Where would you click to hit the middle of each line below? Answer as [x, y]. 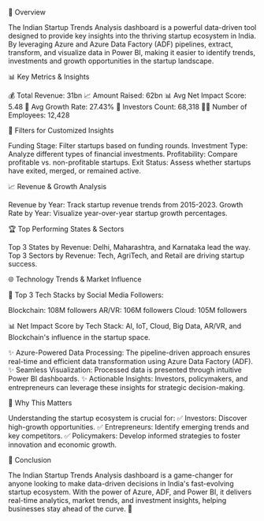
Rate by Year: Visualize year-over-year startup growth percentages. [118, 213]
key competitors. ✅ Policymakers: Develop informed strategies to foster [125, 436]
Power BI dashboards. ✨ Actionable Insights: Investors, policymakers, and [128, 379]
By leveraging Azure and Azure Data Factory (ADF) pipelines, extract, [121, 44]
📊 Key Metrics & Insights [49, 76]
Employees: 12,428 [39, 115]
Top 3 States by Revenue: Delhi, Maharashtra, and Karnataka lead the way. [129, 247]
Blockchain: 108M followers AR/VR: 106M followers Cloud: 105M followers [128, 310]
